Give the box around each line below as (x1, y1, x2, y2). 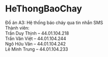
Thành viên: (5, 24, 30, 30)
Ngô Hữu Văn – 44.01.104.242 (5, 40, 66, 46)
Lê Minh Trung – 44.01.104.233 (5, 46, 68, 52)
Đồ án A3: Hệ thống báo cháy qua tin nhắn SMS (5, 19, 104, 25)
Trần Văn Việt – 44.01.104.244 (5, 35, 66, 41)
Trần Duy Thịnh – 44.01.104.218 (5, 30, 69, 36)
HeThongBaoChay (5, 3, 82, 14)
